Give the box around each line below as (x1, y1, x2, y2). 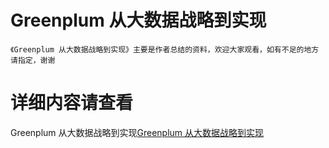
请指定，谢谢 (10, 55, 56, 65)
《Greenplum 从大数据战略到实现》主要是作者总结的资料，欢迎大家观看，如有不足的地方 (10, 44, 320, 55)
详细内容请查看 (10, 92, 134, 115)
